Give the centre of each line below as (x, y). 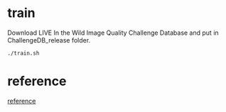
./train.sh (23, 53)
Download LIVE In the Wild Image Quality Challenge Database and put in (113, 33)
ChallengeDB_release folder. (49, 40)
